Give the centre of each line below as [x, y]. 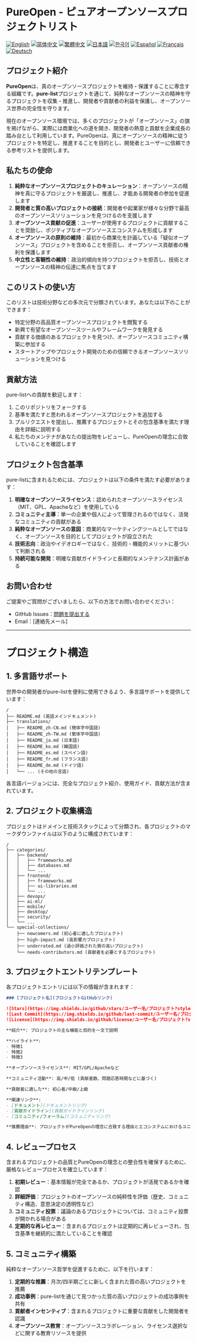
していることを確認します [45, 444]
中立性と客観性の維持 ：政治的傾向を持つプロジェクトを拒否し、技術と [99, 259]
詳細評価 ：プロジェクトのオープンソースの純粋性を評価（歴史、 [91, 1197]
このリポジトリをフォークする [50, 407]
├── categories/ [26, 850]
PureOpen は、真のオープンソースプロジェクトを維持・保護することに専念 [95, 86]
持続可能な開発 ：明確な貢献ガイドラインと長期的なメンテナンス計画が [99, 558]
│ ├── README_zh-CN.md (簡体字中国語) [53, 728]
